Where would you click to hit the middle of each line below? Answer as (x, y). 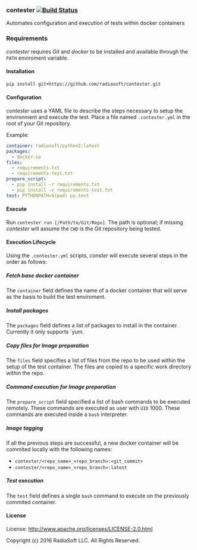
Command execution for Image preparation (61, 386)
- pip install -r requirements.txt (56, 185)
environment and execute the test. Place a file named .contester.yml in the (98, 117)
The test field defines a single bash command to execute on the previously (98, 496)
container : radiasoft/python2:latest (53, 146)
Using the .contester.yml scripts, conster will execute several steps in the (97, 255)
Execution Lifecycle (31, 242)
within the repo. (25, 373)
